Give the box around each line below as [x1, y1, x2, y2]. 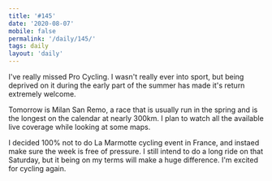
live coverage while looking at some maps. [8, 123, 151, 131]
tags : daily [8, 42, 49, 50]
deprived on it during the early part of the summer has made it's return [8, 80, 245, 90]
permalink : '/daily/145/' [8, 34, 96, 43]
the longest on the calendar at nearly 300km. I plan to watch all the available [8, 114, 264, 123]
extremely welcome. [8, 89, 76, 98]
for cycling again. [8, 164, 67, 173]
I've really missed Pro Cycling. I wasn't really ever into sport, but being [8, 72, 244, 81]
